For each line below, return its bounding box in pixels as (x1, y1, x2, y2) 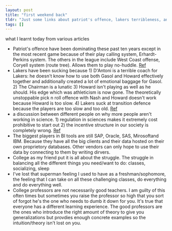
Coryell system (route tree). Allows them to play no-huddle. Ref (12, 62, 146, 68)
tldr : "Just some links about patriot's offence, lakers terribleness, (5, 17, 161, 22)
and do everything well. (12, 182, 62, 188)
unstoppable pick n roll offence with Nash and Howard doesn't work (12, 95, 157, 101)
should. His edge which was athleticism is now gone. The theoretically (12, 89, 161, 95)
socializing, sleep (12, 165, 50, 172)
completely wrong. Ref (12, 128, 61, 134)
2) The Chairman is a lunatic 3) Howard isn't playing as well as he (12, 84, 151, 90)
